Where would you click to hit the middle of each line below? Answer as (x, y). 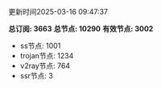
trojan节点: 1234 (47, 56)
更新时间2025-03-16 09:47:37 (58, 12)
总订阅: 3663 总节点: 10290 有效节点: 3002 (81, 29)
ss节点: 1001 (40, 46)
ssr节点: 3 (37, 76)
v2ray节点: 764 (45, 66)
